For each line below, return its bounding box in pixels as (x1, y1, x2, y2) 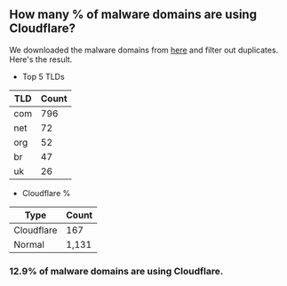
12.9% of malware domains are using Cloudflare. (9, 265, 224, 277)
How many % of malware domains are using (9, 7, 258, 22)
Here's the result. (9, 53, 73, 65)
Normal (13, 238, 44, 250)
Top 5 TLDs (21, 71, 65, 82)
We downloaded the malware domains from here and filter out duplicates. (9, 44, 279, 55)
